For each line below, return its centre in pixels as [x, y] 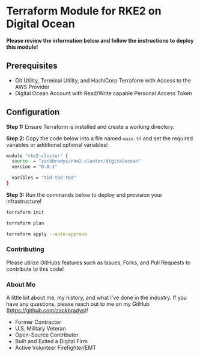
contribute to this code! [35, 269]
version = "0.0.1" [35, 167]
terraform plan [25, 223]
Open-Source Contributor [47, 335]
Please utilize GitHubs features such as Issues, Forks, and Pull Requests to [98, 262]
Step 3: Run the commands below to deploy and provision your [84, 194]
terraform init [25, 212]
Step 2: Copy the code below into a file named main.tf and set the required [100, 138]
